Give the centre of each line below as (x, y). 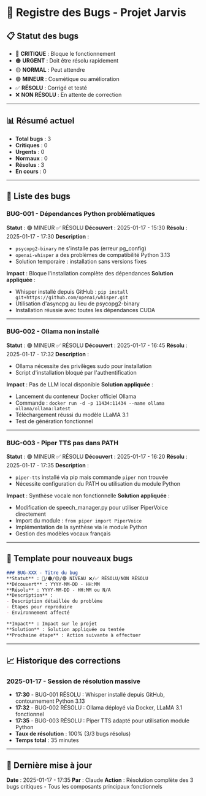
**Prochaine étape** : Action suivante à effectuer (74, 635)
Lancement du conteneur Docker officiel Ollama (76, 396)
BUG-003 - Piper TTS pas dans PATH (62, 443)
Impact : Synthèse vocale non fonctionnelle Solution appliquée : (88, 496)
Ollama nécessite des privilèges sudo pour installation (83, 366)
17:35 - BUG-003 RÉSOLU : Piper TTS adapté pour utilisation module (102, 721)
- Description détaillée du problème (55, 601)
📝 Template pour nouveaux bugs (70, 558)
